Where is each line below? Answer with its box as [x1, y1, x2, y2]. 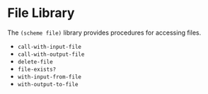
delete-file [17, 58, 53, 65]
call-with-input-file [17, 43, 81, 50]
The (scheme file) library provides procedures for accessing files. [7, 28, 202, 37]
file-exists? [17, 66, 57, 73]
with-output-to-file [17, 81, 79, 88]
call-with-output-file [17, 51, 85, 58]
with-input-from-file [17, 73, 81, 81]
